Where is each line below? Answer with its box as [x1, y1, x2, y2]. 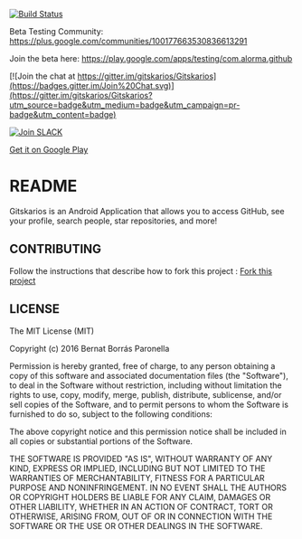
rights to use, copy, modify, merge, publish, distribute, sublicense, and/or [9, 389, 282, 400]
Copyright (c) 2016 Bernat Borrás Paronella [9, 343, 170, 354]
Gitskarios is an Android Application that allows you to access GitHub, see [9, 205, 285, 216]
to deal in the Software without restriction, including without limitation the [9, 380, 282, 391]
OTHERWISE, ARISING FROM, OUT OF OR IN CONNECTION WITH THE [9, 511, 273, 522]
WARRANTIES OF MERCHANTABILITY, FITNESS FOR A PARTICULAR [9, 472, 265, 483]
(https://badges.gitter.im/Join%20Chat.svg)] [9, 80, 175, 90]
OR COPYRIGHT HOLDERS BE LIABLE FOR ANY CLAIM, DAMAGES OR [9, 491, 271, 502]
